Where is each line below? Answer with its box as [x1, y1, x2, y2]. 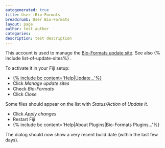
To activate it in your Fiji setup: [5, 65, 70, 71]
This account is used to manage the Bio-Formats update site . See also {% [5, 49, 161, 56]
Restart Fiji [12, 116, 36, 122]
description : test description [5, 36, 72, 41]
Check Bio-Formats [12, 85, 54, 92]
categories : [5, 31, 31, 36]
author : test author [5, 26, 50, 32]
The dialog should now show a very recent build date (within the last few [5, 131, 158, 137]
